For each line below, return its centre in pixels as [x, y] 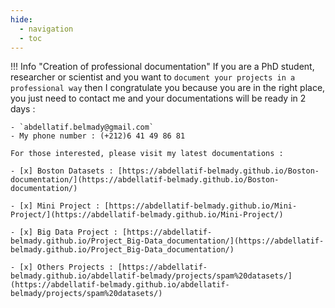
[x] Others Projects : [66, 267]
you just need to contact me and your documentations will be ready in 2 [158, 98]
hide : [21, 19]
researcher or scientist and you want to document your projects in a [153, 77]
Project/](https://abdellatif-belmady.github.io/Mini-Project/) [147, 215]
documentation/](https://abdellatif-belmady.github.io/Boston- [145, 180]
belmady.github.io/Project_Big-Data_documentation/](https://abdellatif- [167, 241]
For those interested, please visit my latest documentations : [147, 154]
